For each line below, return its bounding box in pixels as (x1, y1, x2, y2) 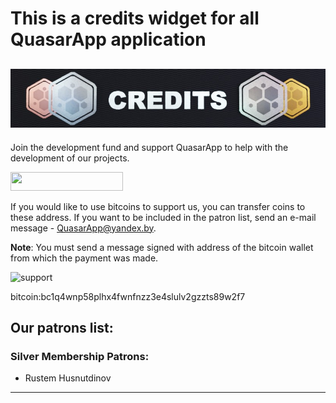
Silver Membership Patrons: (10, 350, 150, 364)
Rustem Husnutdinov (24, 372, 112, 384)
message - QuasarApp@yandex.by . (10, 222, 157, 234)
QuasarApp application (10, 28, 207, 51)
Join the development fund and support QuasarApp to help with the (10, 141, 289, 153)
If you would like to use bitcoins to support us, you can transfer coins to (10, 200, 306, 212)
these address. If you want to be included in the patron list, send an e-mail (10, 211, 317, 223)
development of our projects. (10, 152, 130, 164)
